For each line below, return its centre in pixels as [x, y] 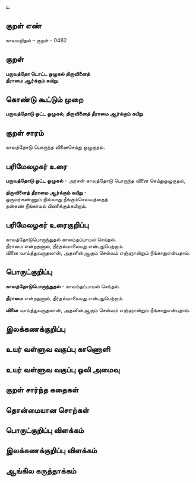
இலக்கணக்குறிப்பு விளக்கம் [51, 451]
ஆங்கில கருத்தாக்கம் [41, 471]
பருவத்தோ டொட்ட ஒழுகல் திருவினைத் [48, 74]
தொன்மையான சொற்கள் [48, 410]
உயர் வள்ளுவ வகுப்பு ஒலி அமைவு [63, 370]
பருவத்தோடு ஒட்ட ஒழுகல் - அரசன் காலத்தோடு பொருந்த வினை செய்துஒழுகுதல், [96, 181]
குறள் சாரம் [25, 133]
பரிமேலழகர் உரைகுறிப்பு [47, 225]
